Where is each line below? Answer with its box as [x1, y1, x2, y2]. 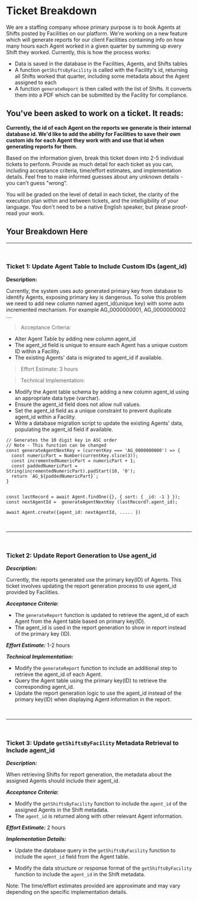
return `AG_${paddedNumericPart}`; [11, 473, 99, 479]
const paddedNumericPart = [11, 463, 78, 469]
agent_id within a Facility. [14, 413, 77, 420]
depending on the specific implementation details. [6, 889, 128, 896]
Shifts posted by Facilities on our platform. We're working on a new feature [6, 29, 187, 37]
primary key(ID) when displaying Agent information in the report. [14, 696, 171, 703]
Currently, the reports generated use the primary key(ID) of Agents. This [6, 576, 181, 583]
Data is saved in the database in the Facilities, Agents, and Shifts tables [14, 60, 188, 67]
